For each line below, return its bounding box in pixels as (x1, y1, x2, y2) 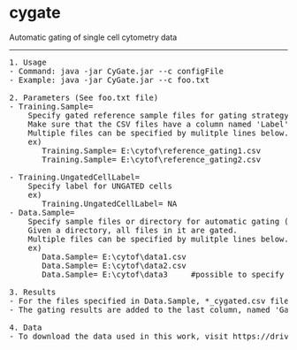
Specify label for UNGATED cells (27, 180, 173, 191)
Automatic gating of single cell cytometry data (9, 32, 178, 42)
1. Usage (9, 57, 47, 67)
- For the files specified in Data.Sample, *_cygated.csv (9, 295, 266, 306)
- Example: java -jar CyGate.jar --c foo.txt (9, 74, 210, 85)
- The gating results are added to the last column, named (9, 304, 271, 315)
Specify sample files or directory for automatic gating (27, 216, 280, 226)
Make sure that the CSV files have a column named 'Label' (27, 118, 289, 129)
